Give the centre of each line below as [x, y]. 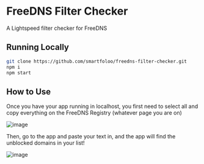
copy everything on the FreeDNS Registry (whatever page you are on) [94, 113]
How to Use [29, 92]
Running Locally [38, 47]
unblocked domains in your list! [46, 143]
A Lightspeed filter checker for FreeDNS [57, 28]
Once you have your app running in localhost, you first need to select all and [102, 106]
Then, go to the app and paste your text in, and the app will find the [91, 137]
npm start [19, 73]
